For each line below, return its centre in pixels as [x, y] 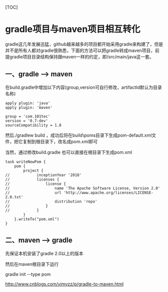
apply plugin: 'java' [28, 103]
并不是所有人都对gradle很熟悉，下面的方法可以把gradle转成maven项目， [80, 50]
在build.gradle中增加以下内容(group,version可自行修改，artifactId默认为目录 [83, 87]
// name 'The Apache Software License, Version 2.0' [83, 188]
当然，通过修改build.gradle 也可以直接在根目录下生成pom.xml [69, 152]
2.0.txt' [14, 197]
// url [33, 193]
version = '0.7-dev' [27, 121]
